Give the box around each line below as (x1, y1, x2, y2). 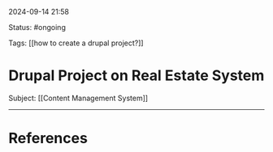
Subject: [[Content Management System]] (8, 93, 149, 103)
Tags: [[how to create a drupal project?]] (8, 38, 144, 48)
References (8, 129, 88, 148)
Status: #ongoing (8, 23, 67, 32)
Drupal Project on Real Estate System (8, 66, 265, 85)
